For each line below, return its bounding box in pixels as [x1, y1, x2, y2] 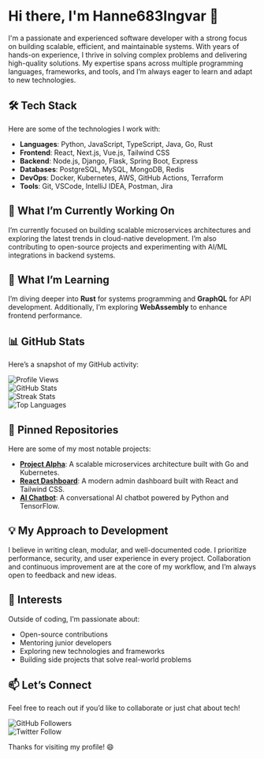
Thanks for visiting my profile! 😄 [8, 742, 114, 752]
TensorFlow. [19, 502, 60, 510]
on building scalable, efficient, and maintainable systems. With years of [8, 41, 240, 51]
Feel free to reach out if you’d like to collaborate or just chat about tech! [8, 703, 240, 713]
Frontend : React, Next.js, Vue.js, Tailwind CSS [19, 148, 170, 157]
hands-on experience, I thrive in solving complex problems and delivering [8, 50, 247, 59]
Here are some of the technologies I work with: [8, 124, 161, 133]
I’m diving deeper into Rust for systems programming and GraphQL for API [8, 294, 251, 303]
